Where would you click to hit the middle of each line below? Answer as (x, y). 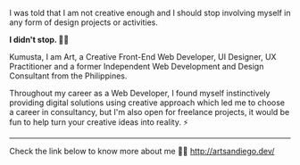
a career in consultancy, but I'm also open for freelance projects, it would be (150, 112)
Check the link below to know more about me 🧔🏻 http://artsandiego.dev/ (142, 151)
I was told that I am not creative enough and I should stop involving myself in (150, 13)
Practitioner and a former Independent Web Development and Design (137, 66)
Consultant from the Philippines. (68, 76)
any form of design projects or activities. (83, 22)
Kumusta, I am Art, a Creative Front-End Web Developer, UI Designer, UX (143, 57)
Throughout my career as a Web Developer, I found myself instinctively (140, 93)
